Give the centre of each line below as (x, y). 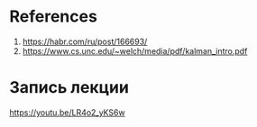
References (53, 17)
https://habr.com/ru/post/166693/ (85, 41)
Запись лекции (69, 88)
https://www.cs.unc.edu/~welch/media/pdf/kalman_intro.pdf (135, 50)
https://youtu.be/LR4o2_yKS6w (67, 112)
